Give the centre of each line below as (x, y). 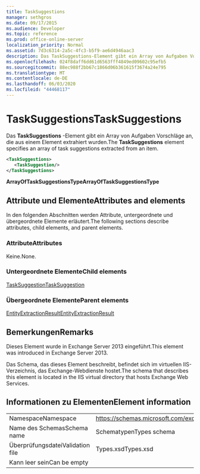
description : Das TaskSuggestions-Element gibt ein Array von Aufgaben (97, 56)
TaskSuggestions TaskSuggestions (94, 119)
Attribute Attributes (34, 243)
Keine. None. (21, 256)
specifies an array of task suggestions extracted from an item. (82, 148)
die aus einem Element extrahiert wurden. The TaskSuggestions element (95, 142)
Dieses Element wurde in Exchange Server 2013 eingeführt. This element (95, 346)
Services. (18, 383)
